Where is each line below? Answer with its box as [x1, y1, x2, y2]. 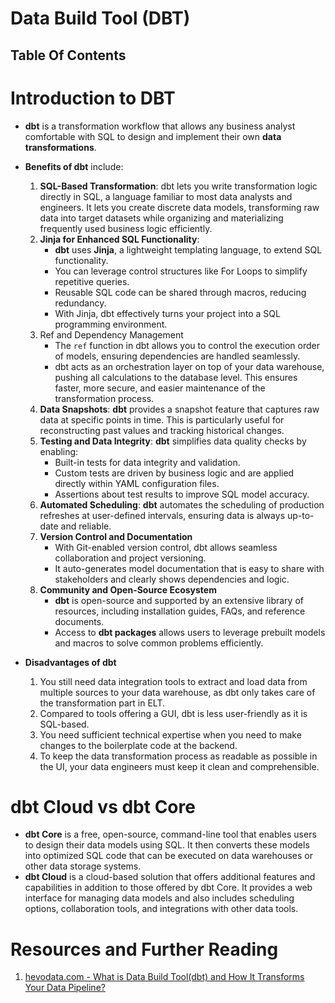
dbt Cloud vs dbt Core [10, 795, 196, 818]
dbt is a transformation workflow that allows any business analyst [24, 120, 296, 132]
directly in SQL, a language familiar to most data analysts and [39, 190, 293, 202]
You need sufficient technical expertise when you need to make [39, 728, 302, 741]
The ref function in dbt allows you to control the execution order [54, 339, 320, 351]
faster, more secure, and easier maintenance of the [54, 382, 266, 394]
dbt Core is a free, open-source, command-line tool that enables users [24, 828, 317, 841]
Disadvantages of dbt [24, 656, 117, 668]
